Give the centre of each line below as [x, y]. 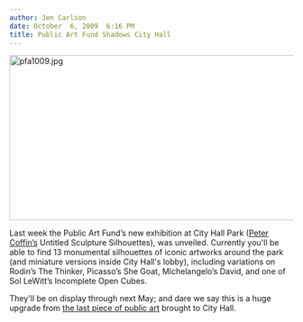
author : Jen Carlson [48, 18]
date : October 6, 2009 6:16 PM [72, 26]
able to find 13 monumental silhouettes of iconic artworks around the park [147, 253]
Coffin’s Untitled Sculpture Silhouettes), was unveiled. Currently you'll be [144, 243]
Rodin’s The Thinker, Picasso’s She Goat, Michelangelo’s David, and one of [147, 271]
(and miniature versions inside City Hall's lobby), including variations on [142, 262]
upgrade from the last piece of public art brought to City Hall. [123, 308]
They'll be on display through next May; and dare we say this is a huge [141, 299]
